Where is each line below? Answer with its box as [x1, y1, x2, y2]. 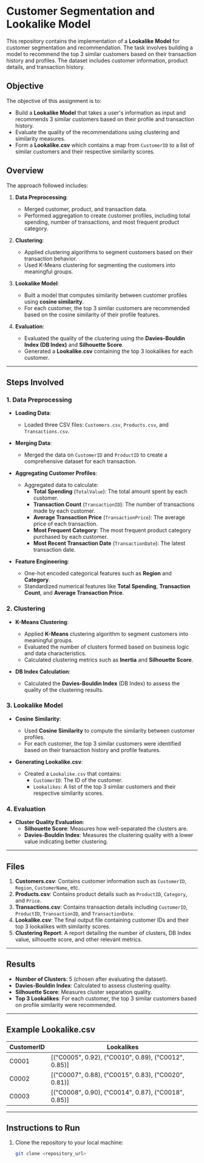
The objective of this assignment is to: [6, 97, 102, 104]
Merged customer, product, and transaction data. [24, 205, 148, 213]
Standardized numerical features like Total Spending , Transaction [24, 583, 191, 590]
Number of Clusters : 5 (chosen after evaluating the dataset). [15, 975, 168, 983]
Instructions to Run [6, 1123, 80, 1133]
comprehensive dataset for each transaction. [24, 458, 137, 465]
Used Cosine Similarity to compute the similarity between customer [24, 727, 195, 734]
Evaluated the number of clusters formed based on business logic [24, 643, 189, 650]
